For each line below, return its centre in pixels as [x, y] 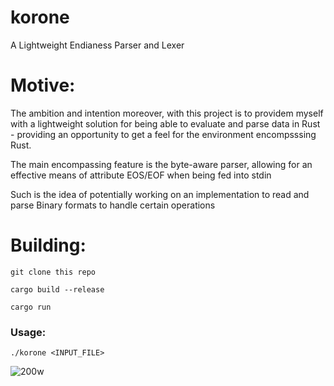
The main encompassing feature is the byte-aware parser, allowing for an [161, 164]
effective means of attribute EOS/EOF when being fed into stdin [141, 175]
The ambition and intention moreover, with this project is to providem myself [167, 113]
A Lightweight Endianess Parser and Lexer [97, 45]
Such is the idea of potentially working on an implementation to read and [160, 194]
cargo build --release [57, 289]
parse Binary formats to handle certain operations [113, 205]
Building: [48, 245]
